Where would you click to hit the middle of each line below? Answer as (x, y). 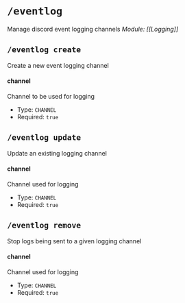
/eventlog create (44, 50)
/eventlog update (44, 137)
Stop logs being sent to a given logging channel (74, 241)
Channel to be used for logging (51, 96)
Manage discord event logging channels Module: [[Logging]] (93, 29)
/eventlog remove (44, 226)
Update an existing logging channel (57, 153)
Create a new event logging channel (58, 65)
